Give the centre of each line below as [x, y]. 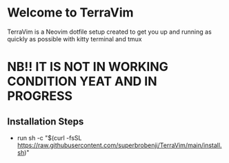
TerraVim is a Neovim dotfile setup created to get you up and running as [109, 32]
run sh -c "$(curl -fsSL [49, 138]
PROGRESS [40, 96]
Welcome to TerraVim [70, 13]
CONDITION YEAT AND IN [82, 81]
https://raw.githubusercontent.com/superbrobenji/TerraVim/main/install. [119, 145]
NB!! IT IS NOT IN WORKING [88, 67]
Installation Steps [46, 121]
